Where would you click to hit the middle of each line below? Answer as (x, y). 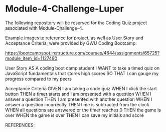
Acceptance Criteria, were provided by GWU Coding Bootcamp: (71, 43)
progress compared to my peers (38, 79)
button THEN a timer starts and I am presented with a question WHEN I (78, 94)
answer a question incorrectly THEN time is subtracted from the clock (77, 104)
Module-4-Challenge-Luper (64, 9)
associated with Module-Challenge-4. (44, 28)
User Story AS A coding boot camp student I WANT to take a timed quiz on (82, 68)
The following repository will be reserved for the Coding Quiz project (76, 23)
